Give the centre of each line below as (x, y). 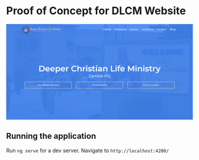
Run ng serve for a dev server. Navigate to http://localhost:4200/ (88, 150)
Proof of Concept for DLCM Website (96, 11)
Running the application (51, 136)
